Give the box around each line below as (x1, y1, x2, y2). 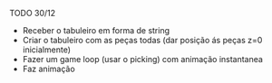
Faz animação (22, 63, 75, 74)
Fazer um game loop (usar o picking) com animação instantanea (22, 54, 263, 64)
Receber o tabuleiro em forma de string (22, 25, 170, 35)
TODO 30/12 (9, 8, 56, 18)
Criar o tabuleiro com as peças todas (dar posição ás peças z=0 (22, 35, 263, 45)
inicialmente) (22, 44, 71, 55)
